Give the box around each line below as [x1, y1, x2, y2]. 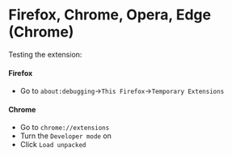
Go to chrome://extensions [19, 123, 110, 133]
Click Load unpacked [19, 140, 86, 150]
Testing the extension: [8, 49, 82, 59]
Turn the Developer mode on [19, 131, 112, 141]
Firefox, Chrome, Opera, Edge [8, 6, 212, 24]
